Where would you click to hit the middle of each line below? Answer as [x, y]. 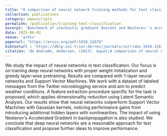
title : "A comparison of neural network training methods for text [77, 10]
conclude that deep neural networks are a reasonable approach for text [78, 123]
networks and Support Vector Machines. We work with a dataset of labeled [82, 81]
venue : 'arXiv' [21, 38]
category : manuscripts [29, 19]
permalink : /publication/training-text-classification [63, 23]
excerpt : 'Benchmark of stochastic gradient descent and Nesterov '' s [79, 28]
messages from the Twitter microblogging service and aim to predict [75, 86]
